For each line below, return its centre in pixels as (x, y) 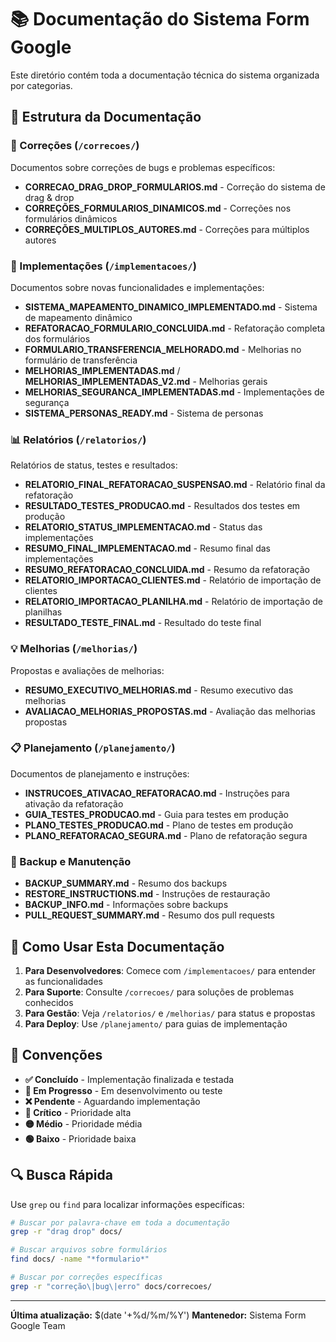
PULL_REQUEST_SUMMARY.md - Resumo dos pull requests (149, 915)
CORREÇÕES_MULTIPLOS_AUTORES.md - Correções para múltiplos (167, 229)
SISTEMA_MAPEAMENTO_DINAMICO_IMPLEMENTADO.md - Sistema (171, 307)
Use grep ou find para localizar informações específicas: (127, 1204)
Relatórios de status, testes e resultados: (94, 465)
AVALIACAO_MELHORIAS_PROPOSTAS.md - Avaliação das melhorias (170, 711)
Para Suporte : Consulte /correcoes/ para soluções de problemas (159, 992)
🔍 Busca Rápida (61, 1175)
